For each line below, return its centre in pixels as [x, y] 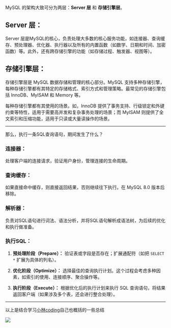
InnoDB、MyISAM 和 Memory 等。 [47, 95]
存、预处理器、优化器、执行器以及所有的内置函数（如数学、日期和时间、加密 [85, 44]
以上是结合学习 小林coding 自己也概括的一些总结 [55, 310]
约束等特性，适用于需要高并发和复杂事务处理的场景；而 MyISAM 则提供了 [82, 112]
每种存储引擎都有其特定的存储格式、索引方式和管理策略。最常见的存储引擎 [83, 88]
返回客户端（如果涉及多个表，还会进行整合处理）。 [65, 294]
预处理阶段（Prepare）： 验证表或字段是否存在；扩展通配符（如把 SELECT [88, 253]
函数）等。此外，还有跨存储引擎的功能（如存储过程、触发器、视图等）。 [80, 51]
